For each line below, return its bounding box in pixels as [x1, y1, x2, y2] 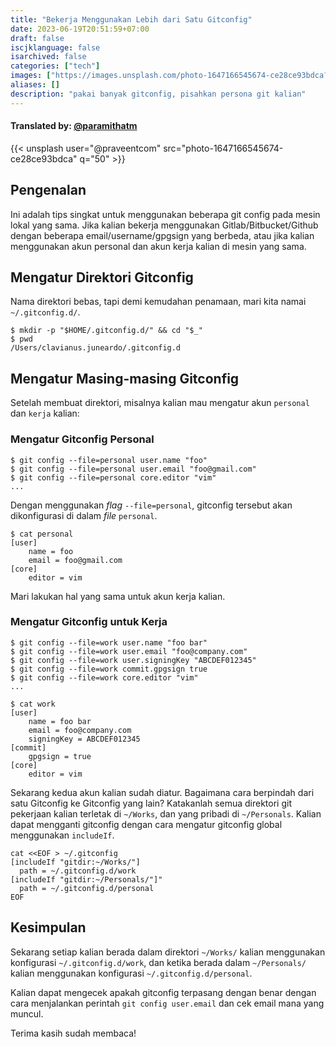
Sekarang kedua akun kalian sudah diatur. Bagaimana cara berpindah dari [10, 786, 315, 798]
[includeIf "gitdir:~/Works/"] [10, 857, 141, 867]
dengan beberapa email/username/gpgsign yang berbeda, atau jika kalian [10, 229, 315, 241]
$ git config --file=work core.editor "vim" [10, 672, 199, 683]
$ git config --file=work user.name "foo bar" [10, 637, 208, 648]
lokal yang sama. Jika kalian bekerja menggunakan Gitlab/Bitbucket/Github [10, 219, 319, 231]
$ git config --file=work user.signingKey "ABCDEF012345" [10, 655, 257, 665]
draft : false [10, 33, 65, 43]
